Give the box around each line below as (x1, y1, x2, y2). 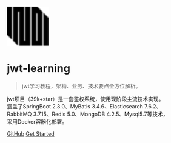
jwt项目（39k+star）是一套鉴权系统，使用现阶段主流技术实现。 (7, 95, 164, 102)
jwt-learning (7, 62, 70, 76)
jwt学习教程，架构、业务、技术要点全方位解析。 (21, 82, 141, 90)
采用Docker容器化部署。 (7, 118, 68, 125)
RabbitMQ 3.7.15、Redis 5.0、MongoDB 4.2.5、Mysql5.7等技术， (7, 110, 169, 118)
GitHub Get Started (7, 130, 55, 137)
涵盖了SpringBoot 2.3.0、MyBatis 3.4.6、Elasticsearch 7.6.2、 (7, 102, 162, 110)
